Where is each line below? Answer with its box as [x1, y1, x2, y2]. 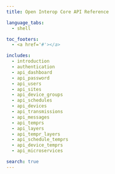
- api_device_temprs [11, 142, 63, 148]
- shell [11, 25, 31, 31]
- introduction [11, 58, 50, 64]
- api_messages [11, 114, 50, 120]
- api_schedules [11, 98, 52, 104]
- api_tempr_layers [11, 131, 61, 137]
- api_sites [11, 86, 42, 92]
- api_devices [11, 103, 47, 109]
